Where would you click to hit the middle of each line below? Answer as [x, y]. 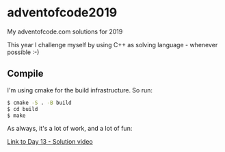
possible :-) [23, 52]
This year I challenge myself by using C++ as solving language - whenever [112, 45]
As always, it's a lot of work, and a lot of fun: [70, 129]
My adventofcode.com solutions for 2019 [65, 31]
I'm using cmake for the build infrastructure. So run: [80, 90]
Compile [25, 74]
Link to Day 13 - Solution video [50, 142]
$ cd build [23, 109]
